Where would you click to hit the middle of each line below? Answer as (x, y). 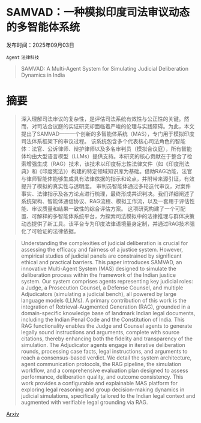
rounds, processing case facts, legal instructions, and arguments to (104, 351)
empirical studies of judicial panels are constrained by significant (101, 256)
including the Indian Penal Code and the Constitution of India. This (103, 319)
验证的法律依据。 (58, 231)
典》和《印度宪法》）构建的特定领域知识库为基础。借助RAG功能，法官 (106, 171)
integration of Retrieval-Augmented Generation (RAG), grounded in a (106, 307)
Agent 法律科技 (23, 58)
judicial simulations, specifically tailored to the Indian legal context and (108, 395)
